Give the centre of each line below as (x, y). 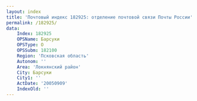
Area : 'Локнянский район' (49, 67)
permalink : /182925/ (32, 23)
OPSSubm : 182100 (37, 50)
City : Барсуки (34, 72)
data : (13, 28)
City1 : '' (29, 78)
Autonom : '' (32, 61)
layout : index (24, 12)
